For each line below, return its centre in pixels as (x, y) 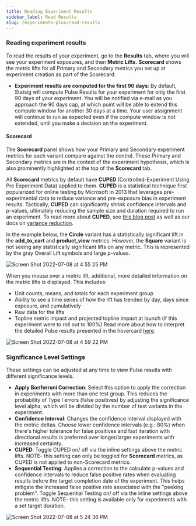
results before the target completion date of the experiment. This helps (99, 481)
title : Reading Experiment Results (49, 11)
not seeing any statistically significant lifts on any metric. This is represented (98, 247)
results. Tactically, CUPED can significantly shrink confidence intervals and (96, 204)
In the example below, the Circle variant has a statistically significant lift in (95, 234)
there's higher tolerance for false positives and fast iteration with (92, 431)
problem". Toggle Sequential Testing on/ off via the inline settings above (101, 493)
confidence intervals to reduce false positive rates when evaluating (95, 474)
